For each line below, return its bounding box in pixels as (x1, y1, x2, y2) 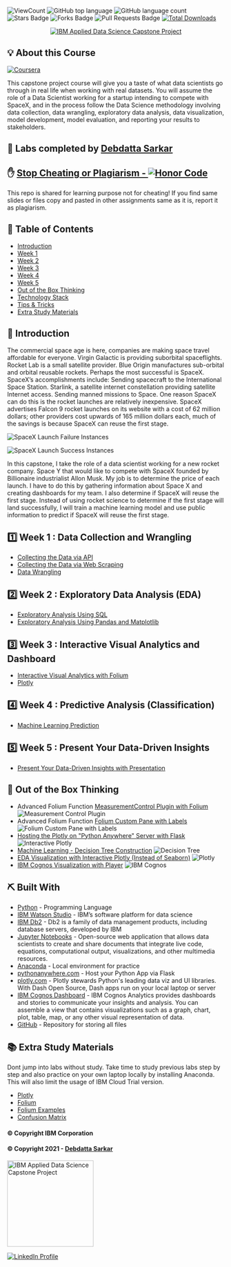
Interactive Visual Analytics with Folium (17, 671, 129, 679)
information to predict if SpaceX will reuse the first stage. (7, 510, 170, 519)
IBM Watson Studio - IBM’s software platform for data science (17, 910, 193, 919)
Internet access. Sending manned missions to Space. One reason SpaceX (7, 390, 217, 398)
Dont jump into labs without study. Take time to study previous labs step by (7, 1063, 221, 1072)
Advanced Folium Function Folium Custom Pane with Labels (17, 817, 188, 825)
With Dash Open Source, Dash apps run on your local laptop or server (17, 984, 216, 992)
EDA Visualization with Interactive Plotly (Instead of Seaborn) (17, 853, 191, 861)
